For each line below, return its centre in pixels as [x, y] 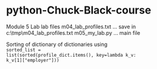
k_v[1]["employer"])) [33, 60]
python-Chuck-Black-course [79, 10]
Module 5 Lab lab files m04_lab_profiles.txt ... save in [71, 27]
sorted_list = [24, 50]
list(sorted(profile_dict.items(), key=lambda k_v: [71, 55]
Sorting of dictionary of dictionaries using [57, 44]
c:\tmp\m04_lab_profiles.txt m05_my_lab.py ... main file [73, 32]
